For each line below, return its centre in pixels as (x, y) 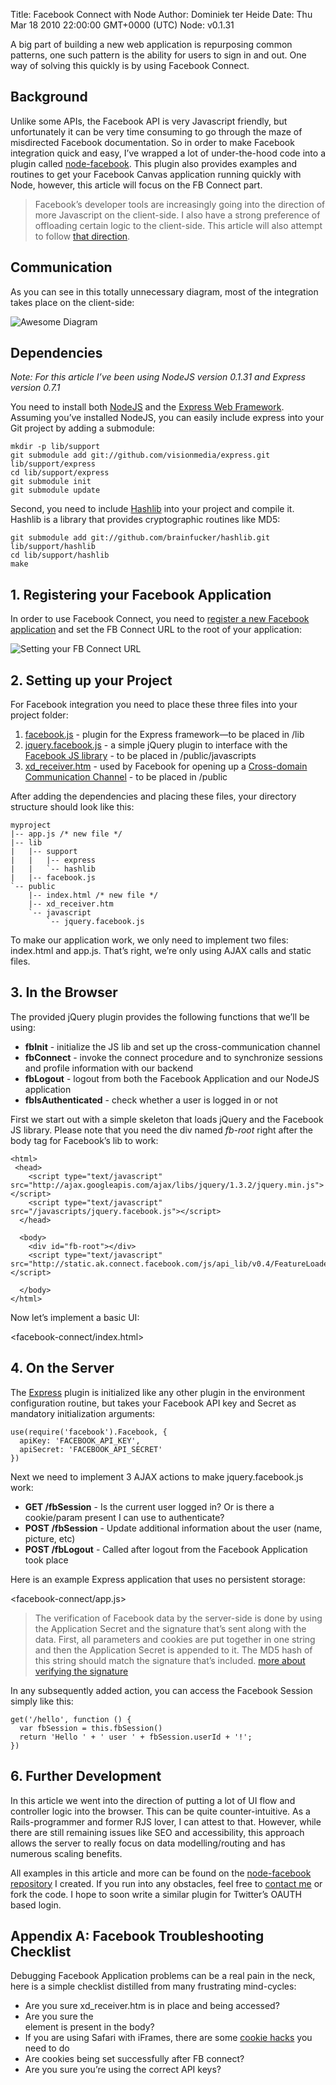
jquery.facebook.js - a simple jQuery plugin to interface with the (156, 745)
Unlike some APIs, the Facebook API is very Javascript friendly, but (149, 121)
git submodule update (55, 490)
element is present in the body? (89, 2027)
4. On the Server (62, 1368)
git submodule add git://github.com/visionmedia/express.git (140, 455)
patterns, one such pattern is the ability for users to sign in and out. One (158, 55)
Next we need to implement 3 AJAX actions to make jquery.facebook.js (157, 1476)
